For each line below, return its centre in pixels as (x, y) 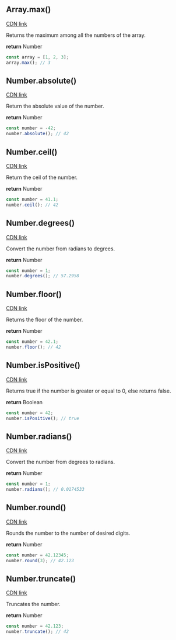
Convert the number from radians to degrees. (61, 249)
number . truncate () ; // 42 (37, 632)
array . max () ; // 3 (28, 63)
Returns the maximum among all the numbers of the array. (76, 35)
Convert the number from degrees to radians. (61, 462)
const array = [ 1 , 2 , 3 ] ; (37, 57)
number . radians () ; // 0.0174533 (45, 490)
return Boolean (24, 402)
